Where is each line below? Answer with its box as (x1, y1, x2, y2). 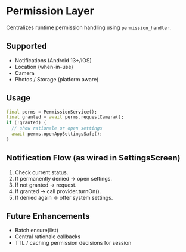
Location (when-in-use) (14, 63, 73, 70)
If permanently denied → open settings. (14, 175, 112, 182)
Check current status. (14, 168, 69, 176)
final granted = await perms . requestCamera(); (6, 114, 124, 120)
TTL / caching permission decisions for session (14, 240, 132, 247)
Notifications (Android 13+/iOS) (14, 56, 92, 64)
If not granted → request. (14, 181, 77, 188)
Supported (6, 41, 47, 51)
